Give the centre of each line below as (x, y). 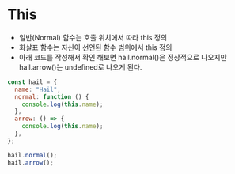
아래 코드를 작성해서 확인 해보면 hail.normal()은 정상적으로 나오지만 (123, 57)
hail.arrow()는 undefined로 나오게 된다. (80, 67)
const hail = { (32, 82)
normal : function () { (52, 96)
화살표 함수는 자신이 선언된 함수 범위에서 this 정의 (95, 47)
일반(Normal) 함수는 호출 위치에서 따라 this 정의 (93, 37)
